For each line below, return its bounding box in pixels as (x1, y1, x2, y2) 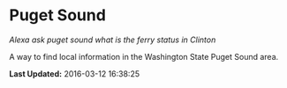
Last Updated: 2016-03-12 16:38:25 (9, 68, 140, 79)
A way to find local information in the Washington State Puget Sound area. (9, 51, 279, 62)
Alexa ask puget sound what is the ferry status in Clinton (9, 34, 216, 45)
